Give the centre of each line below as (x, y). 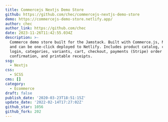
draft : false (19, 93)
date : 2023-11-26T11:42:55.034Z (39, 33)
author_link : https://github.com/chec (45, 28)
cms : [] (13, 79)
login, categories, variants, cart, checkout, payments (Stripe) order (86, 51)
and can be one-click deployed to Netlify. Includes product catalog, (85, 47)
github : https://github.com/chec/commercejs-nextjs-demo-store (72, 14)
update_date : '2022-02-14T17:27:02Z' (44, 103)
